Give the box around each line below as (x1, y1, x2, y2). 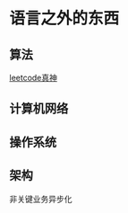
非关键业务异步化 (9, 193, 73, 204)
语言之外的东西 (9, 8, 120, 29)
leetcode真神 (9, 73, 58, 83)
